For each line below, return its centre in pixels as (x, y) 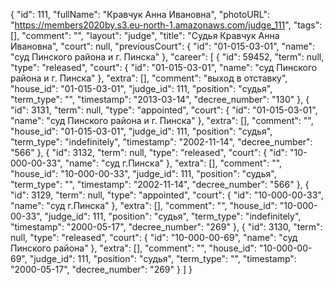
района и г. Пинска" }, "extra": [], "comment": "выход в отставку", (149, 78)
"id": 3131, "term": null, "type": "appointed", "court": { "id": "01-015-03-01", (164, 110)
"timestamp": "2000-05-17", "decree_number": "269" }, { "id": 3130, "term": (166, 227)
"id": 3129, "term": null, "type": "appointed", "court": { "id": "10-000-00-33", (167, 195)
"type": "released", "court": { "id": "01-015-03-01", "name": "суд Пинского (164, 67)
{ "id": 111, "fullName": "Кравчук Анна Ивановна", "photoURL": (140, 14)
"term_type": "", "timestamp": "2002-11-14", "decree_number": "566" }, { (160, 184)
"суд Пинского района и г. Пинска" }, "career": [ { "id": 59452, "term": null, (167, 57)
